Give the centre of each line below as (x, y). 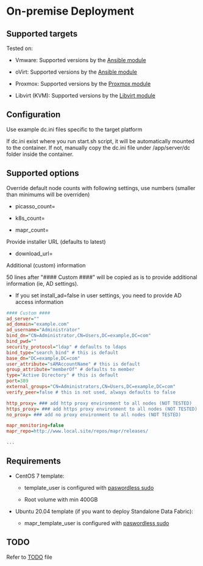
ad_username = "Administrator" (43, 330)
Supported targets (42, 34)
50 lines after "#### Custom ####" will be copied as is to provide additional (102, 277)
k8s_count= (30, 218)
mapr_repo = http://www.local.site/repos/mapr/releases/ (77, 431)
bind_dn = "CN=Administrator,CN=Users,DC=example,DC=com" (79, 336)
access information (39, 302)
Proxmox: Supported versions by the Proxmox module (83, 84)
